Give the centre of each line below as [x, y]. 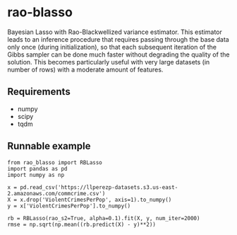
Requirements [39, 92]
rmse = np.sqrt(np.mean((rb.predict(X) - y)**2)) [82, 224]
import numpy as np [36, 175]
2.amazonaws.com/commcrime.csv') [56, 193]
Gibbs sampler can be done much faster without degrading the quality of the [119, 55]
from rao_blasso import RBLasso [55, 162]
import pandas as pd [38, 168]
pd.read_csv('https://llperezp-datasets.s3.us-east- [99, 187]
